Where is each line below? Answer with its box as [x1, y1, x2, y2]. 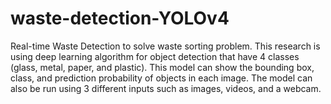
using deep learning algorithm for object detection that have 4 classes [10, 50, 300, 62]
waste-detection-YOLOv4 [10, 7, 230, 30]
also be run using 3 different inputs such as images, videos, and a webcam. [10, 82, 322, 94]
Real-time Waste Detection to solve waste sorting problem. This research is [10, 40, 321, 52]
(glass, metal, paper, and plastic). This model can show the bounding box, [10, 61, 315, 73]
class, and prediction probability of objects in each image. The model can [10, 72, 313, 84]
